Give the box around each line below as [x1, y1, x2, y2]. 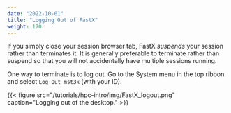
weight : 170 [7, 23, 42, 30]
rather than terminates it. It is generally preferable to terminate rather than [7, 49, 220, 58]
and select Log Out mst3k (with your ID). [7, 78, 122, 86]
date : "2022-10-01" [7, 10, 64, 17]
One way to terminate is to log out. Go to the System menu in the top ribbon [7, 70, 225, 78]
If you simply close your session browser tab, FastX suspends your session [7, 42, 224, 51]
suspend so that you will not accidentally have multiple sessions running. [7, 57, 217, 65]
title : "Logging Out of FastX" [7, 17, 98, 24]
